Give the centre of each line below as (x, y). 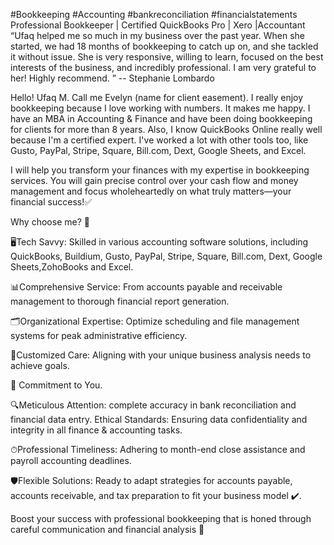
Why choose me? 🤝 (50, 222)
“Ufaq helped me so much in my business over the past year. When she (157, 35)
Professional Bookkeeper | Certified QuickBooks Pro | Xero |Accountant (158, 25)
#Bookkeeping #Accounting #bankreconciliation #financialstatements (154, 14)
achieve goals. (40, 365)
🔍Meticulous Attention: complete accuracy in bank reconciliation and (153, 405)
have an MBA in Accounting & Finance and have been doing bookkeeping (161, 118)
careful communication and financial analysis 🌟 (107, 529)
